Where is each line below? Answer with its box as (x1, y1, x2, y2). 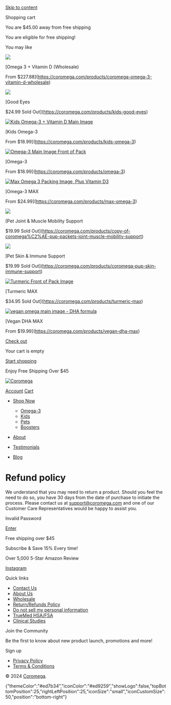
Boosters (20, 424, 40, 430)
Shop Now (12, 398, 35, 404)
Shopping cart (5, 14, 36, 20)
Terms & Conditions (12, 663, 55, 669)
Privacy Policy (12, 657, 43, 663)
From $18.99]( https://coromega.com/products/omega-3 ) (5, 169, 126, 174)
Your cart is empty (5, 348, 45, 354)
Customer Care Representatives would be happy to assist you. (5, 505, 137, 511)
